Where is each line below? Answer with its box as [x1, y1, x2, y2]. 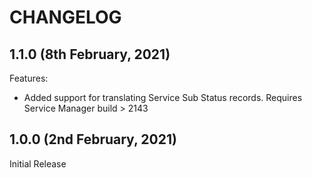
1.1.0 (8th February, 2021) [9, 46, 171, 63]
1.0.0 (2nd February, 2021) [9, 131, 177, 148]
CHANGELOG [9, 6, 122, 29]
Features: [9, 72, 49, 84]
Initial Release [9, 157, 67, 170]
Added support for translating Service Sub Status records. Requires [23, 92, 303, 103]
